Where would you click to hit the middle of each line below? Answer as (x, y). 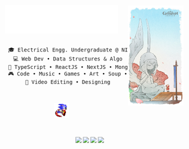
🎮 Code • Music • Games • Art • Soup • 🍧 (71, 74)
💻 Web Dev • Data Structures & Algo (68, 59)
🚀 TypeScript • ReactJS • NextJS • (60, 67)
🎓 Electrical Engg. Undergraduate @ (63, 50)
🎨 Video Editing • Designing (68, 82)
